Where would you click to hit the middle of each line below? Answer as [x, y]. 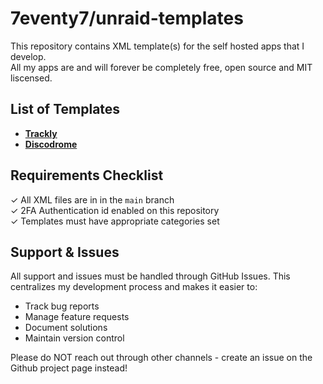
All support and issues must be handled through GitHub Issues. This [150, 276]
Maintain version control [74, 338]
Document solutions [66, 328]
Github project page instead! [69, 368]
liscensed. [31, 78]
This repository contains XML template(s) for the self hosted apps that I [157, 46]
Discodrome [51, 144]
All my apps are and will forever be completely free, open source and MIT [161, 67]
